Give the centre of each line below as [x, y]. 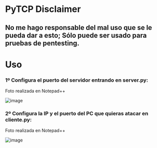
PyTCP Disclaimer [43, 9]
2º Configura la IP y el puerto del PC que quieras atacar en [77, 113]
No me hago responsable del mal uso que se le [79, 28]
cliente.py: [18, 120]
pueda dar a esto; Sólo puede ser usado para [76, 35]
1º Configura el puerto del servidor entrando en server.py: [77, 80]
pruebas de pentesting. [42, 43]
